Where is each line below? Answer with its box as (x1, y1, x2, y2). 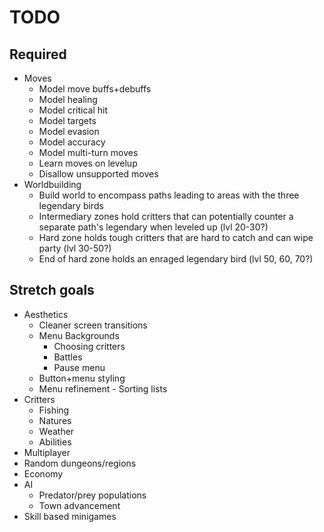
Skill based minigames (23, 510, 117, 522)
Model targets (38, 115, 97, 126)
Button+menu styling (38, 372, 126, 384)
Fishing (38, 404, 70, 416)
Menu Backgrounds (38, 329, 120, 341)
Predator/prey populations (38, 489, 147, 501)
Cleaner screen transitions (38, 319, 148, 331)
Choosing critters (53, 340, 126, 352)
